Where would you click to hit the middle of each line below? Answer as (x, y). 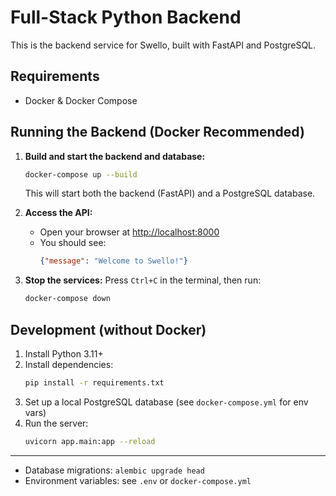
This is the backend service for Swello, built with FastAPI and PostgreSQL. (163, 45)
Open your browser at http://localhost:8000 (129, 232)
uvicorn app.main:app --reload (90, 441)
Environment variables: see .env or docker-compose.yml (138, 480)
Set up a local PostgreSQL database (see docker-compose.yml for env (166, 402)
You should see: (73, 243)
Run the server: (56, 423)
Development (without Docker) (108, 329)
